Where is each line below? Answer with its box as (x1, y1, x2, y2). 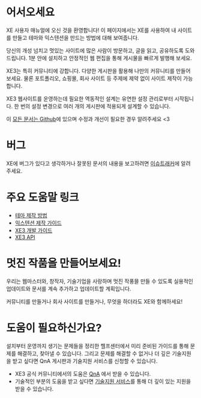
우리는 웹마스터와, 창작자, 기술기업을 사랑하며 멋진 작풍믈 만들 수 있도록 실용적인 (6, 278, 194, 285)
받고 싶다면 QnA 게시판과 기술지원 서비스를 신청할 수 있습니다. (12, 357, 158, 364)
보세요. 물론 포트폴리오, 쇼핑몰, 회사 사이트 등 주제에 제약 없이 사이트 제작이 (6, 75, 182, 82)
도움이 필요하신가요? (6, 321, 102, 335)
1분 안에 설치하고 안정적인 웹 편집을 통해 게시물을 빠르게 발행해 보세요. (28, 54, 192, 61)
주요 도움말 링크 (6, 191, 79, 205)
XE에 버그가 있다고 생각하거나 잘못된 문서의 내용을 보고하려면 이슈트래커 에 (6, 160, 180, 167)
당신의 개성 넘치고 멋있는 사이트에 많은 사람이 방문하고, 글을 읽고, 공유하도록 (6, 46, 184, 54)
